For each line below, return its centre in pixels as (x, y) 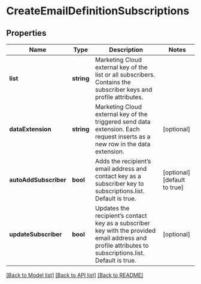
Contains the (113, 82)
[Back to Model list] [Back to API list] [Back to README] (75, 275)
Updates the (112, 208)
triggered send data (123, 122)
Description (126, 50)
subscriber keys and (124, 89)
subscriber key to (119, 183)
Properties (26, 33)
